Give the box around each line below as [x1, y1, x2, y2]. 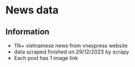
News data [5, 3, 59, 17]
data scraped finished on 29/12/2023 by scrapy [14, 48, 130, 55]
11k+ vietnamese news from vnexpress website [14, 42, 128, 49]
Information [5, 27, 50, 37]
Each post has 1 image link [14, 55, 79, 61]
